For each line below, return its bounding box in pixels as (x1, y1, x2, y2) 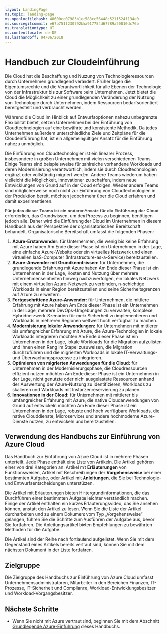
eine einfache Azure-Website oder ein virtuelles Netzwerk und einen (12, 249, 153, 255)
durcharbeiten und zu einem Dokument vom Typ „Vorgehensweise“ (5, 511, 143, 517)
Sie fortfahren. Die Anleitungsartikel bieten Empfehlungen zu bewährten (5, 521, 153, 528)
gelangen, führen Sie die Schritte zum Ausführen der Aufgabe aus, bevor (5, 516, 155, 522)
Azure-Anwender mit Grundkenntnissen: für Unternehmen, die (12, 259, 144, 265)
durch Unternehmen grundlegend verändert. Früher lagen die (5, 78, 131, 84)
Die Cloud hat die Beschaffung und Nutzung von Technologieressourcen (5, 73, 154, 79)
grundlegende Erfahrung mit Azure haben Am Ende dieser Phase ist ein (12, 265, 159, 271)
